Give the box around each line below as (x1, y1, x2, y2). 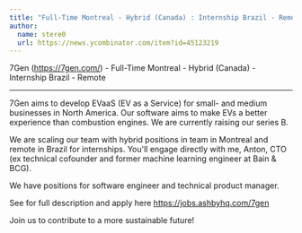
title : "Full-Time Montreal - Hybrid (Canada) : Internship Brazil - (9, 13, 276, 22)
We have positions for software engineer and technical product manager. (9, 180, 280, 191)
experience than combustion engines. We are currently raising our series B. (9, 117, 289, 128)
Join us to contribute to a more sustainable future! (9, 215, 195, 226)
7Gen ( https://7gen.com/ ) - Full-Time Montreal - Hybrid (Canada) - (9, 63, 256, 73)
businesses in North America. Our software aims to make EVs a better (9, 108, 268, 118)
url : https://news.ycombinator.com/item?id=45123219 (17, 38, 219, 47)
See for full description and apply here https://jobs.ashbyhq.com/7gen (9, 198, 270, 209)
